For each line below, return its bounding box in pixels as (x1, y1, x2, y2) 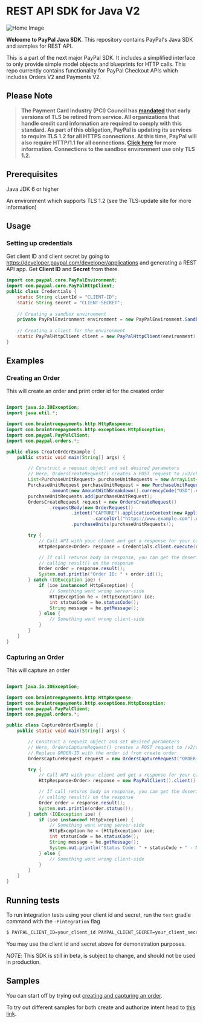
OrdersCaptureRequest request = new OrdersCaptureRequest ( (28, 755, 180, 762)
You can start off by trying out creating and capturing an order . (6, 992, 163, 999)
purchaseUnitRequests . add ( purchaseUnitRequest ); (28, 493, 153, 499)
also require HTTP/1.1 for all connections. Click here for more (21, 139, 176, 146)
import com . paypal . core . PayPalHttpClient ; (6, 283, 115, 289)
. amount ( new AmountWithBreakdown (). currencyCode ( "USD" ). (49, 487, 196, 493)
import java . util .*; (6, 410, 59, 416)
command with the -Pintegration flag (6, 917, 101, 925)
